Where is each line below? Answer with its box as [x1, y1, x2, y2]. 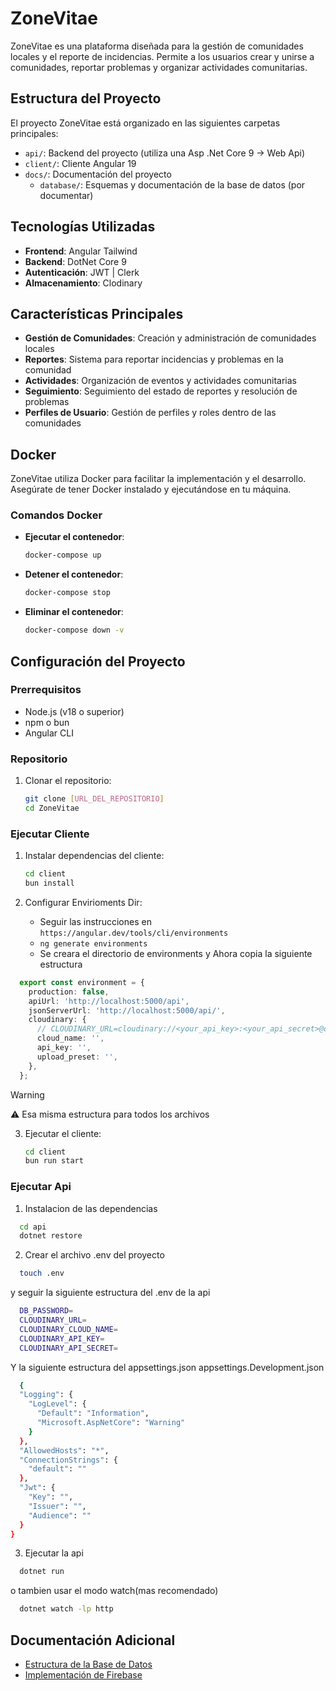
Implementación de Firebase [24, 1669, 143, 1681]
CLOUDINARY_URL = [19, 1315, 87, 1326]
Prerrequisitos [10, 683, 82, 697]
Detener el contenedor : [24, 568, 124, 581]
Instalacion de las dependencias [24, 1202, 158, 1214]
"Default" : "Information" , [36, 1408, 150, 1419]
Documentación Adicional [10, 1632, 176, 1649]
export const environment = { [19, 977, 145, 987]
